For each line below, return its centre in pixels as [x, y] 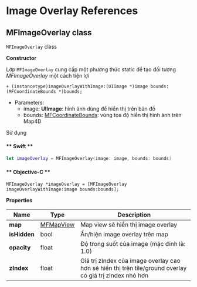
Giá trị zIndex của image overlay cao [130, 261]
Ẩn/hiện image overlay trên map [124, 235]
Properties [19, 201]
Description [134, 215]
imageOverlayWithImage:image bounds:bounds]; [62, 189]
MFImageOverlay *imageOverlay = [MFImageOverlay [67, 184]
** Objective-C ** [28, 172]
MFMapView [57, 225]
